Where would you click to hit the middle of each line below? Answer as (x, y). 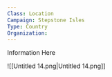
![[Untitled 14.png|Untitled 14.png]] (56, 66)
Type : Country (28, 26)
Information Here (31, 53)
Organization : (28, 33)
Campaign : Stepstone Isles (46, 20)
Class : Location (30, 14)
